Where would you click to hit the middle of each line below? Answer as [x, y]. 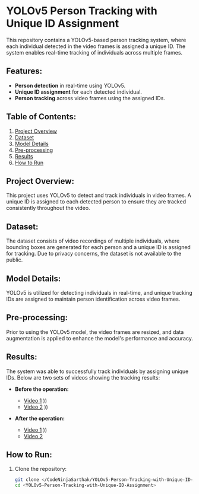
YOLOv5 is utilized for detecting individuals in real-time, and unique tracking [99, 293]
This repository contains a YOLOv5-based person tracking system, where [96, 40]
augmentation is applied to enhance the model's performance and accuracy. [99, 338]
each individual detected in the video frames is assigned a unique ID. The [96, 46]
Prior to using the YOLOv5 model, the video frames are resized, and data [95, 332]
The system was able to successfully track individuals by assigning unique [97, 371]
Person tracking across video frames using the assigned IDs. [90, 98]
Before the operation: [42, 389]
